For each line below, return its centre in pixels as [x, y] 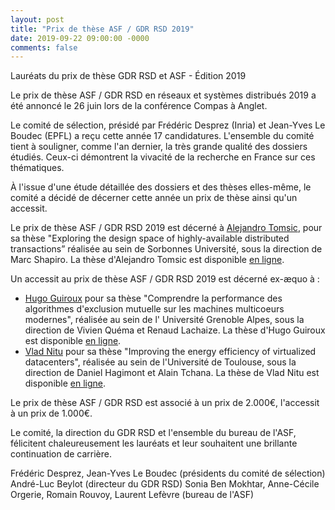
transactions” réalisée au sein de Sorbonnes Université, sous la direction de [166, 249]
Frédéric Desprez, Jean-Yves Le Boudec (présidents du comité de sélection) [168, 473]
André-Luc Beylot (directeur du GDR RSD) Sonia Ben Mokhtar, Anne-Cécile [165, 484]
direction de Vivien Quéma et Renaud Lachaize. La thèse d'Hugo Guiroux [175, 330]
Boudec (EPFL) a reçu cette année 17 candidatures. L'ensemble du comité [162, 136]
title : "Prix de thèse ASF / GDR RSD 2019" [102, 29]
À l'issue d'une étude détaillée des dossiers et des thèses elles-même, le [161, 187]
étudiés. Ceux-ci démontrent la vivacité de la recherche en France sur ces [163, 157]
